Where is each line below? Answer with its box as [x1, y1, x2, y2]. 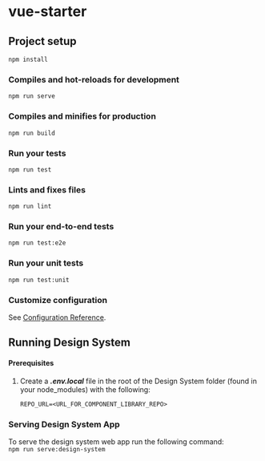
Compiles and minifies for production [8, 111, 156, 122]
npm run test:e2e [8, 239, 66, 247]
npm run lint [8, 203, 52, 211]
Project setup [8, 34, 78, 48]
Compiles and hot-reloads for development [8, 74, 180, 85]
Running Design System [8, 336, 130, 350]
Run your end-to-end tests [8, 221, 114, 233]
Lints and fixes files [8, 184, 86, 195]
